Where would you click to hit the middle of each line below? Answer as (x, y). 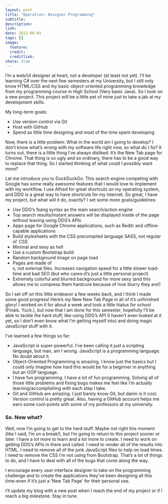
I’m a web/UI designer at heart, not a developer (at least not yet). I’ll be (78, 75)
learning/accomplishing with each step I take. (59, 388)
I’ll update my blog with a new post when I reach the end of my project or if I (84, 490)
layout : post (19, 10)
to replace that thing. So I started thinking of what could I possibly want (79, 163)
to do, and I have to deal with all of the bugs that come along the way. (77, 460)
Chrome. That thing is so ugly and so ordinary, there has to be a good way (82, 158)
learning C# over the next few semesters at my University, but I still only (79, 81)
